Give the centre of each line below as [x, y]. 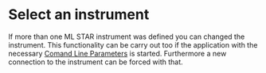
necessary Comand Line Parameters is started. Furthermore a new [117, 53]
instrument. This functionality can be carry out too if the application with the [133, 44]
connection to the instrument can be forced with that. [96, 62]
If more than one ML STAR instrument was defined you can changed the [127, 36]
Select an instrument [79, 15]
